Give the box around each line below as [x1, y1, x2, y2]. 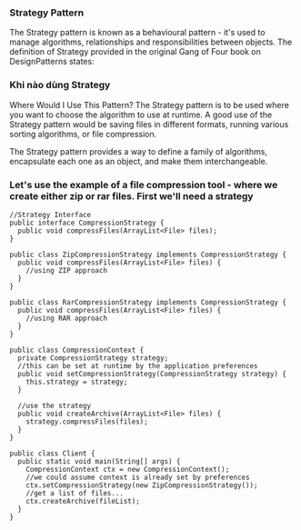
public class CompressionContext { [9, 345, 145, 355]
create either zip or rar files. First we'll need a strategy [9, 189, 254, 202]
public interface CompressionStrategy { [9, 218, 166, 227]
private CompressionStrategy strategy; [17, 353, 169, 363]
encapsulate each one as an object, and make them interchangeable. [9, 155, 268, 166]
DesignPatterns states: [9, 56, 95, 67]
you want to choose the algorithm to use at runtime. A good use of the [9, 109, 273, 120]
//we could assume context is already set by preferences [25, 473, 250, 482]
